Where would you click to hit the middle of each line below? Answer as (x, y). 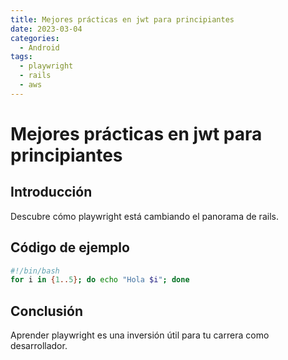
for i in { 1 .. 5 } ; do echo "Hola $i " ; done (100, 280)
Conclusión (47, 311)
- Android (39, 47)
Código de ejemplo (70, 247)
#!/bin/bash (35, 271)
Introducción (51, 192)
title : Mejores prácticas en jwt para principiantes (122, 19)
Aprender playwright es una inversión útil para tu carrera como (140, 335)
